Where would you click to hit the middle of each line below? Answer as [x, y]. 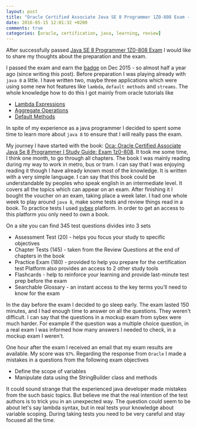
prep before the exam [41, 281]
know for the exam [37, 293]
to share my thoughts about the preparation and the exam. [77, 56]
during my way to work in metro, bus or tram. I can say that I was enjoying [95, 165]
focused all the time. [31, 420]
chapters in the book [40, 256]
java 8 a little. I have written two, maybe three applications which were [91, 81]
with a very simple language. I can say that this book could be [81, 177]
